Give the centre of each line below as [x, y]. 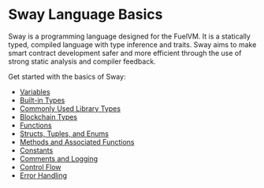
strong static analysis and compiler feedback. [82, 61]
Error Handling [43, 175]
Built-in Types [42, 100]
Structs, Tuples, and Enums [64, 133]
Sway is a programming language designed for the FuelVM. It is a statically [129, 36]
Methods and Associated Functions [77, 142]
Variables [35, 91]
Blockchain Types [48, 116]
